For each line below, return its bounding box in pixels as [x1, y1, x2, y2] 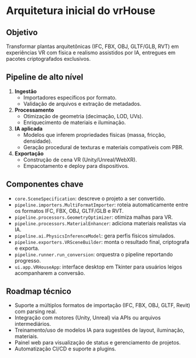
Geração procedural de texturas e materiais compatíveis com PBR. [23, 143, 184, 150]
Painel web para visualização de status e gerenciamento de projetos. [14, 339, 181, 346]
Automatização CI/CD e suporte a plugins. [14, 345, 116, 352]
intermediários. [14, 321, 51, 328]
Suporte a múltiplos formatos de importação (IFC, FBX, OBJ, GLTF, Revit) [14, 302, 191, 309]
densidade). [23, 137, 53, 144]
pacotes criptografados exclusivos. [6, 56, 91, 62]
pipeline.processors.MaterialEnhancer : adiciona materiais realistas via [14, 219, 186, 226]
